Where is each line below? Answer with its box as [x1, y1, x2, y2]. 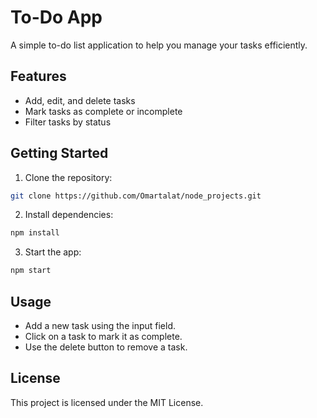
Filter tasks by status [24, 116, 112, 128]
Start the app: [24, 246, 82, 258]
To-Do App [10, 6, 103, 29]
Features [10, 68, 67, 85]
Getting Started [10, 145, 109, 162]
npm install [10, 228, 60, 238]
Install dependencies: [24, 209, 114, 221]
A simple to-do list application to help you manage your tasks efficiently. [10, 39, 308, 51]
